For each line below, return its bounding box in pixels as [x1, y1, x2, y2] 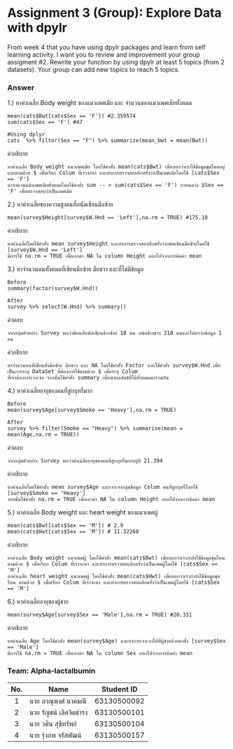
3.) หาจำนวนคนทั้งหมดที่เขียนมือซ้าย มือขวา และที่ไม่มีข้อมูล [7, 265, 144, 274]
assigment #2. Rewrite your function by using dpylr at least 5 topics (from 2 [7, 57, 225, 66]
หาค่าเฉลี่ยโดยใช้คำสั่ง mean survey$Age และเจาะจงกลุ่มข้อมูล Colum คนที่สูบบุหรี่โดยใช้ [7, 484, 198, 491]
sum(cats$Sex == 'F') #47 [7, 119, 83, 126]
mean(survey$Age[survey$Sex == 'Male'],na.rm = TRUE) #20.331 [7, 611, 192, 619]
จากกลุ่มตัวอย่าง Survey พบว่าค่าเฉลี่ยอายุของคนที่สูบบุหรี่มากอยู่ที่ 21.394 [7, 457, 163, 465]
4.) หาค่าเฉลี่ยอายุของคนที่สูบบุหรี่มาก [7, 386, 93, 395]
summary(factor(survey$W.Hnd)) [7, 285, 99, 292]
